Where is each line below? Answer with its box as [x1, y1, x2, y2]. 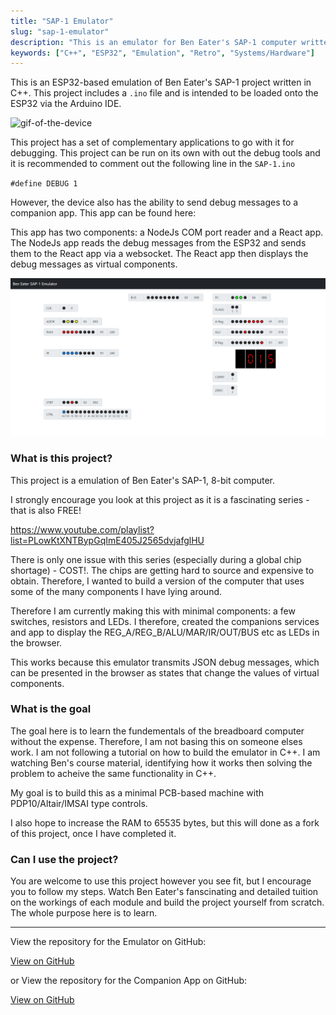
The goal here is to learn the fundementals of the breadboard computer [10, 725, 305, 737]
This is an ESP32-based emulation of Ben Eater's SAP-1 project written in [10, 76, 312, 89]
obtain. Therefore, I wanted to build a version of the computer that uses [10, 575, 305, 587]
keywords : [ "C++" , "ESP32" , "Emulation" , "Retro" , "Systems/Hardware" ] [10, 48, 315, 58]
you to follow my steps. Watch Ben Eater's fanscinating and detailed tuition [10, 886, 319, 898]
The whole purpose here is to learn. [10, 907, 158, 919]
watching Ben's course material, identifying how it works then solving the [10, 756, 313, 769]
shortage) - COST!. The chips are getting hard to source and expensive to [10, 564, 315, 576]
